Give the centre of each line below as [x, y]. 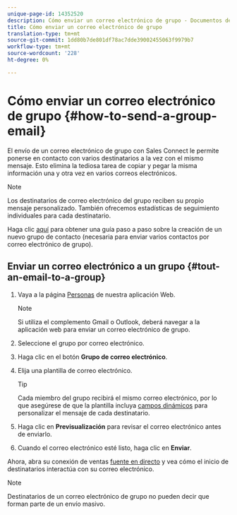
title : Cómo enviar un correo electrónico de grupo [85, 27]
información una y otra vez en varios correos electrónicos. [92, 173]
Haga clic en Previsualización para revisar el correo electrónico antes [119, 426]
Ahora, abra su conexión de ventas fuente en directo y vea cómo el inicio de [118, 461]
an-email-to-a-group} [56, 277]
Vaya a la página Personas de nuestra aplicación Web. [96, 295]
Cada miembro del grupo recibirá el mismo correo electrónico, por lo [117, 398]
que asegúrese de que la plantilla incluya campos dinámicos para [113, 405]
